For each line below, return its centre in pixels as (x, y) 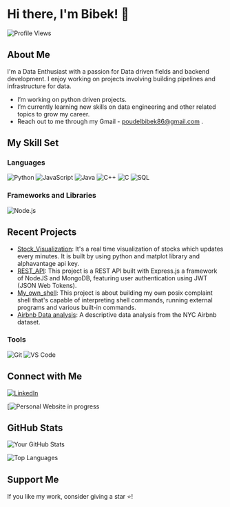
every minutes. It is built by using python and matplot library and (108, 256)
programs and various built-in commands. (76, 307)
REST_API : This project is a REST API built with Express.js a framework (117, 271)
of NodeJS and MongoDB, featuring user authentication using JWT (112, 278)
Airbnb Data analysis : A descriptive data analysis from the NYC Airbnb (117, 314)
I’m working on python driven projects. (72, 99)
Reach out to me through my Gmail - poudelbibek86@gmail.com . (110, 121)
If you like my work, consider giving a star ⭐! (70, 497)
